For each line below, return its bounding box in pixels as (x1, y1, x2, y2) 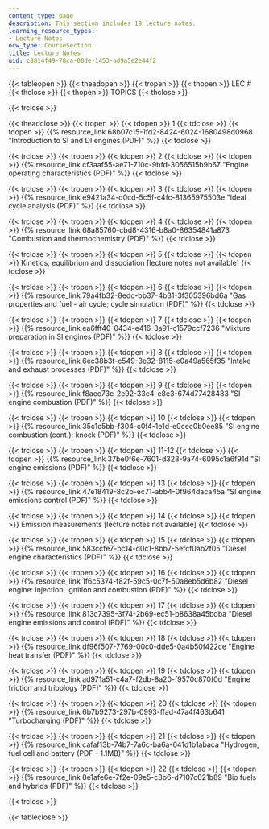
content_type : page (8, 11, 74, 20)
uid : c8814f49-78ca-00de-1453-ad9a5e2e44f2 (8, 57, 157, 65)
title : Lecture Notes (8, 49, 81, 57)
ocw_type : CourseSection (8, 42, 92, 50)
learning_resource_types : (8, 27, 95, 35)
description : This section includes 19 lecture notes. (8, 19, 197, 27)
